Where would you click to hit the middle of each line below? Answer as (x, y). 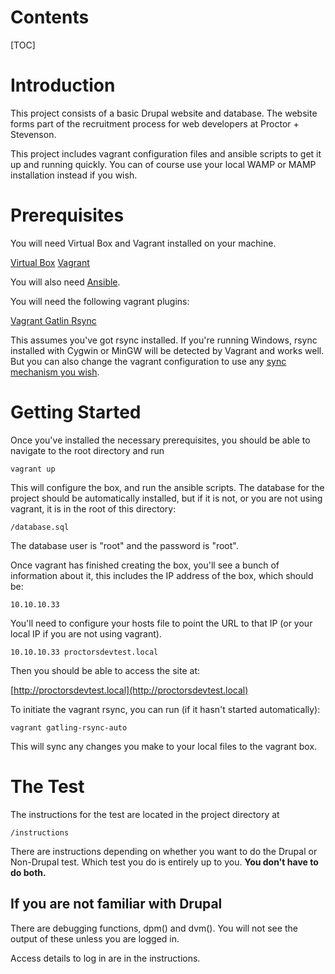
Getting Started (76, 412)
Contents (50, 17)
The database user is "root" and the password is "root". (124, 545)
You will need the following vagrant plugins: (100, 301)
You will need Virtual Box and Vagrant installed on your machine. (143, 243)
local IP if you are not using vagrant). (86, 633)
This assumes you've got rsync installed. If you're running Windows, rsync (164, 340)
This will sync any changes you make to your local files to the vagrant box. (164, 746)
